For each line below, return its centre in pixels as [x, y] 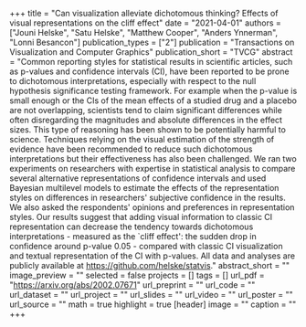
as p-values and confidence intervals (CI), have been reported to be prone [149, 71]
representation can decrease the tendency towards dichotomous [132, 227]
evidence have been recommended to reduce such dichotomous [131, 149]
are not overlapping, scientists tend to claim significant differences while [146, 110]
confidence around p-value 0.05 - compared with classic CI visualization [146, 246]
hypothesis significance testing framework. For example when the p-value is [153, 91]
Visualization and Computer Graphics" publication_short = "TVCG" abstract [151, 52]
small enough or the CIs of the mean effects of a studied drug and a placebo [153, 100]
